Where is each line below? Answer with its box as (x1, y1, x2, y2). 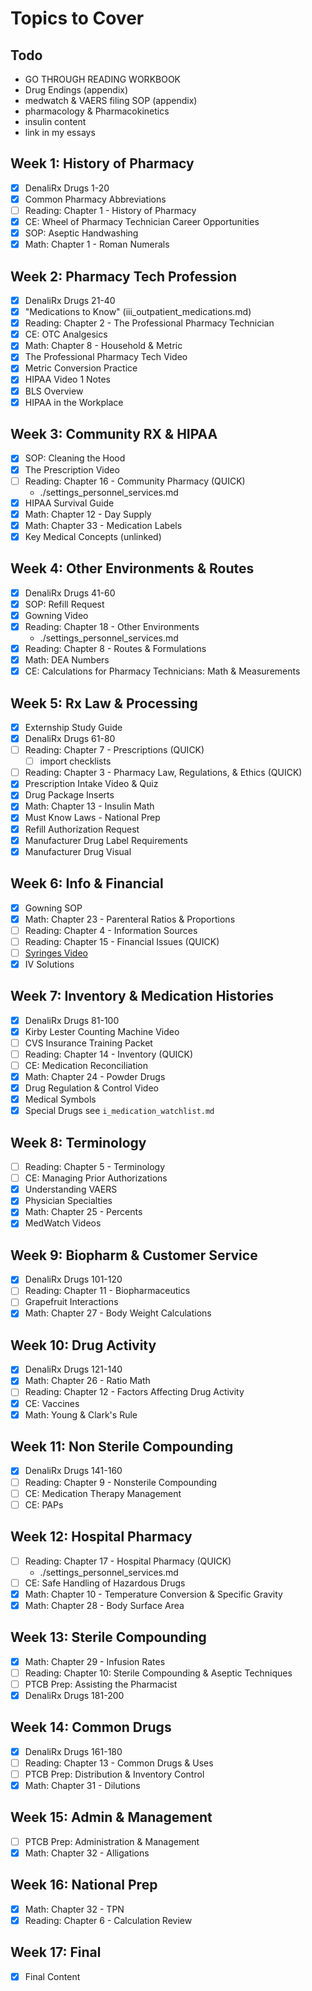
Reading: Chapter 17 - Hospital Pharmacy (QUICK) (24, 1555, 232, 1567)
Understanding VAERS (24, 1183, 118, 1196)
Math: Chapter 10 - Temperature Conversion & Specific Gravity (24, 1588, 283, 1600)
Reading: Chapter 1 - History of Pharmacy (24, 204, 197, 216)
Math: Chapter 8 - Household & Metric (24, 340, 183, 352)
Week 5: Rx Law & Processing (10, 695, 198, 712)
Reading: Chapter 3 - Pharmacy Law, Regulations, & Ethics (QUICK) (24, 767, 303, 779)
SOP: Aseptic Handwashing (24, 227, 139, 239)
